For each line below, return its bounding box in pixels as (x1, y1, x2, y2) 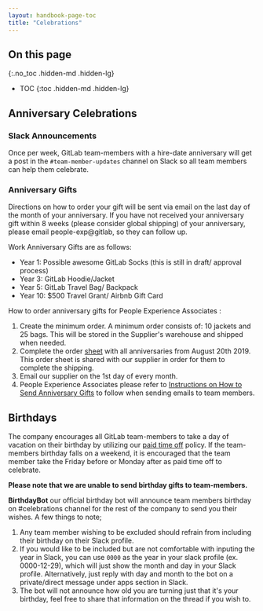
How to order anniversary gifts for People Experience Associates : (8, 306, 221, 316)
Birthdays (8, 411, 57, 424)
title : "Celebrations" (8, 19, 82, 27)
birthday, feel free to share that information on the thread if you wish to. (19, 595, 251, 604)
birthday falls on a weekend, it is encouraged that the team (40, 448, 231, 458)
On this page (8, 48, 72, 61)
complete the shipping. (19, 363, 94, 373)
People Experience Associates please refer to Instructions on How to (19, 380, 243, 390)
